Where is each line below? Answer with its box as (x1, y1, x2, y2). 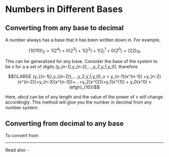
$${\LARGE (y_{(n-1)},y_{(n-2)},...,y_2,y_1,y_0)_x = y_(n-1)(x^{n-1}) (8, 73, 142, 80)
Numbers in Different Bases (5, 4, 123, 15)
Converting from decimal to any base (5, 119, 124, 128)
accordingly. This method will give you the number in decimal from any (5, 99, 152, 105)
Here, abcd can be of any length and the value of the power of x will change (5, 94, 163, 100)
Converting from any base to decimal (5, 24, 124, 32)
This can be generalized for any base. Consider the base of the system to (5, 58, 157, 64)
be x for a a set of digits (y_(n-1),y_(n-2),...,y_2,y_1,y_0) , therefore (5, 64, 138, 70)
